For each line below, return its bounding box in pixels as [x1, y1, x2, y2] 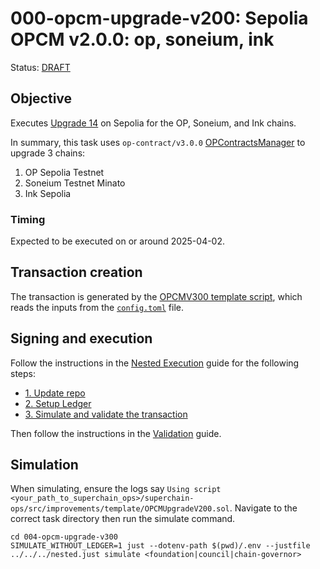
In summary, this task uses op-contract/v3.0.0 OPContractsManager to [10, 136, 306, 148]
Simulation [10, 457, 79, 474]
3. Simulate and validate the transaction [24, 408, 188, 420]
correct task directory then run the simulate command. [10, 513, 236, 525]
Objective [10, 90, 73, 107]
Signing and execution [10, 330, 153, 347]
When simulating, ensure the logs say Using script [10, 483, 222, 495]
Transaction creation [10, 264, 143, 281]
